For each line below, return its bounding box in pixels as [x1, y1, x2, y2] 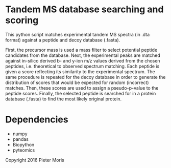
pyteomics [12, 147, 35, 153]
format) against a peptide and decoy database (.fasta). [5, 37, 120, 43]
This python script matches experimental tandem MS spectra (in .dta [5, 31, 150, 37]
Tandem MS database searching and [5, 4, 164, 15]
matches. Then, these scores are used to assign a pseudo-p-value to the [5, 85, 159, 91]
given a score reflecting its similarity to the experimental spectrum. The [5, 68, 155, 75]
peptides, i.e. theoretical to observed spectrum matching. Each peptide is [5, 63, 160, 69]
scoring [5, 14, 39, 26]
